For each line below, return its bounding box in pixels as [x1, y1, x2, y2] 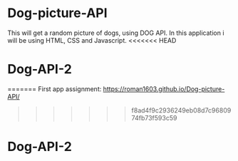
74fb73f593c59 [131, 113, 177, 122]
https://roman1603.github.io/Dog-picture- [103, 84, 225, 93]
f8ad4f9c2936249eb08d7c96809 [131, 105, 232, 115]
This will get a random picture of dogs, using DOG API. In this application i [7, 28, 224, 37]
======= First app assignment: [7, 84, 102, 93]
